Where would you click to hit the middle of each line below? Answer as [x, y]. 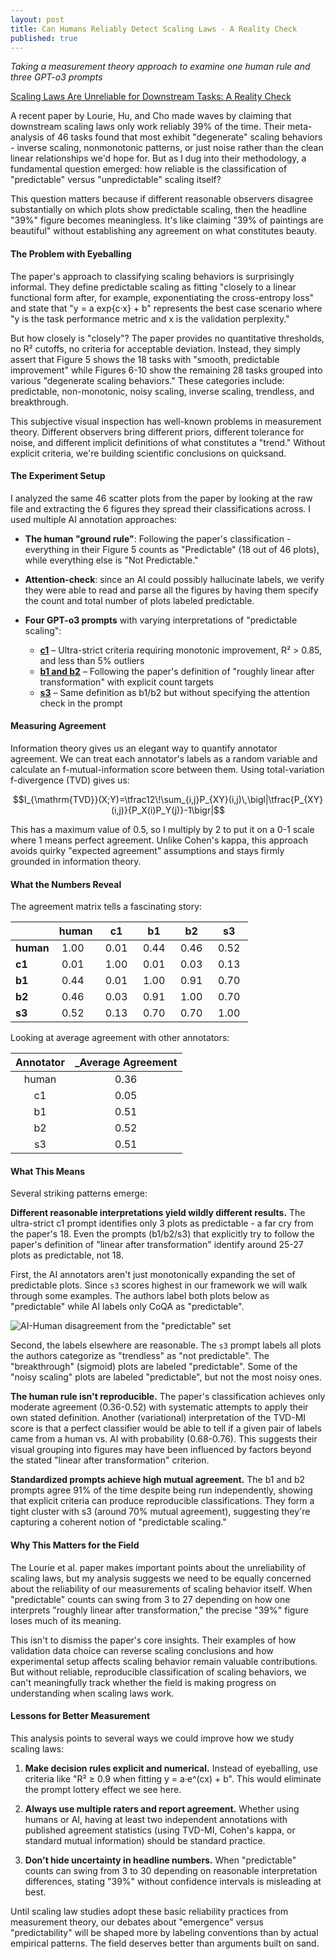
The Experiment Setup [58, 476]
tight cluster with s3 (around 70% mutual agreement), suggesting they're [160, 1512]
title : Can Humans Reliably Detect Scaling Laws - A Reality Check [154, 29]
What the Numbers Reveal [66, 884]
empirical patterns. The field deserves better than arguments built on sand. [165, 1943]
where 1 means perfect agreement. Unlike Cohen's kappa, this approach [159, 840]
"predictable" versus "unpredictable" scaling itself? [116, 180]
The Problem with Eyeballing [71, 253]
